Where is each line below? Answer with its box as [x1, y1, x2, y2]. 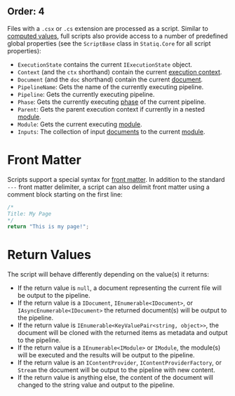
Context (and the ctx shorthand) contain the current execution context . [17, 67, 222, 76]
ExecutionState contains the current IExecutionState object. [17, 60, 193, 69]
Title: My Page [7, 210, 52, 217]
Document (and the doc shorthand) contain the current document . [17, 75, 203, 84]
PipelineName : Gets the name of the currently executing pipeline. [17, 82, 204, 91]
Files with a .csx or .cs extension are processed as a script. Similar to [7, 24, 208, 32]
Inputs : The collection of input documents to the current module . [17, 127, 206, 136]
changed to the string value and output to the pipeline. [17, 381, 175, 389]
